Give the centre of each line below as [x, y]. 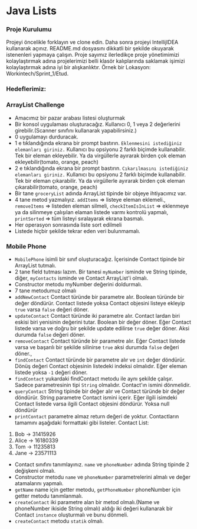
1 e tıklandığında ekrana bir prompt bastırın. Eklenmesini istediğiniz [98, 143]
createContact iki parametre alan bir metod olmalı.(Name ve [87, 502]
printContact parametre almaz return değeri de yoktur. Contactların [97, 416]
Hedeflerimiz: [26, 89]
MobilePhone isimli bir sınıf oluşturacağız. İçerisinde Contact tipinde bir [99, 259]
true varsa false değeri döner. [52, 309]
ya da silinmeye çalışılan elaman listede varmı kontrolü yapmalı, [91, 212]
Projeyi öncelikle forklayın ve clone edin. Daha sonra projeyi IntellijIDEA [92, 42]
